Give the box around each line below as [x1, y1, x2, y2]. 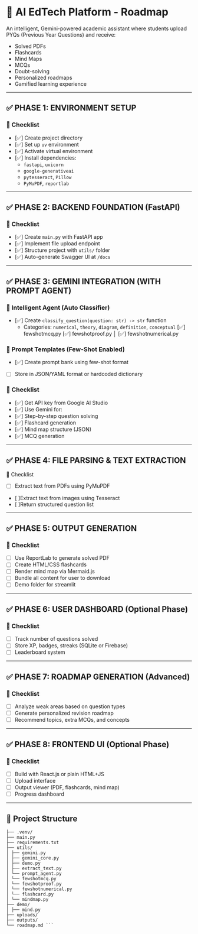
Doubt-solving [14, 67, 50, 74]
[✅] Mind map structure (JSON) [14, 426, 92, 433]
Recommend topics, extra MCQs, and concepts [14, 716, 130, 724]
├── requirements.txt [6, 839, 60, 846]
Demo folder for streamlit [14, 581, 76, 588]
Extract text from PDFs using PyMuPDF [14, 482, 110, 489]
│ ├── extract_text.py [6, 865, 62, 871]
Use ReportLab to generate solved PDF [14, 554, 110, 562]
